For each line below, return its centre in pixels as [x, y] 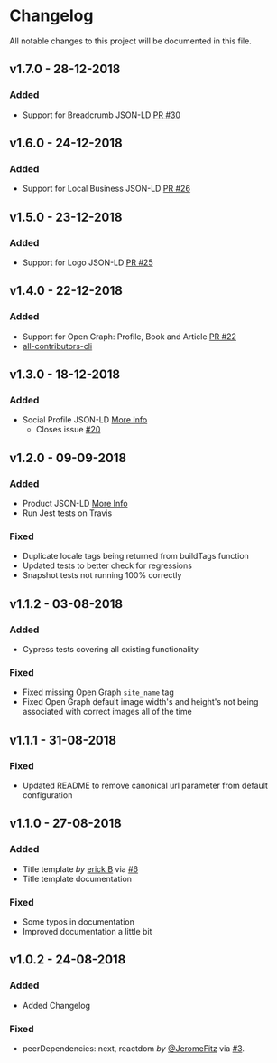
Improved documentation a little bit [87, 932]
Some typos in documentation [78, 922]
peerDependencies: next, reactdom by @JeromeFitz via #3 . [134, 1049]
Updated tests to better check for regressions [107, 565]
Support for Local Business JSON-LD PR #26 [106, 189]
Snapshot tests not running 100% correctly [102, 575]
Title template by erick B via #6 [80, 868]
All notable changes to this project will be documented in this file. [131, 41]
